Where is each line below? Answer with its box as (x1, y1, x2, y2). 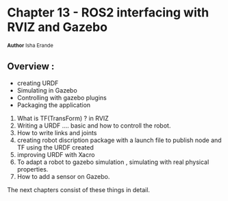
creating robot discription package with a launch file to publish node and (16, 136, 222, 144)
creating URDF (16, 79, 59, 87)
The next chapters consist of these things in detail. (7, 185, 151, 193)
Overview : (7, 60, 55, 73)
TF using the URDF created (16, 143, 94, 152)
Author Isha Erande (7, 42, 53, 49)
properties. (16, 165, 49, 173)
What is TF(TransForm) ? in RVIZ (16, 114, 110, 122)
